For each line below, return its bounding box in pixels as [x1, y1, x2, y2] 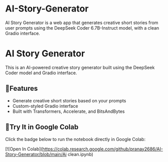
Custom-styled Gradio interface [12, 103, 79, 109]
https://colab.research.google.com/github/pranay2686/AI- [42, 146, 163, 152]
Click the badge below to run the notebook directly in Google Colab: [5, 136, 146, 142]
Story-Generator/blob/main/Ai [5, 151, 67, 157]
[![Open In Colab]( [5, 146, 43, 152]
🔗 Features [5, 84, 38, 93]
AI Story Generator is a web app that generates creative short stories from [5, 20, 158, 26]
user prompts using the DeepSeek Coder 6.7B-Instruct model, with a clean [5, 25, 159, 31]
